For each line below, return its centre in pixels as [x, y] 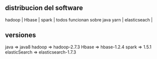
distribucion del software [44, 8]
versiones [20, 35]
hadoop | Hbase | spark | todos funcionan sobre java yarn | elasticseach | [79, 20]
